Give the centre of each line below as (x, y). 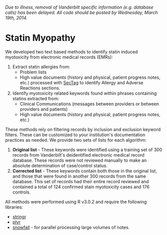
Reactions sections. (40, 88)
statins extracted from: (36, 98)
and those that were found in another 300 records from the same (79, 176)
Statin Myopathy (40, 38)
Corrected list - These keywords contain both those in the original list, (84, 171)
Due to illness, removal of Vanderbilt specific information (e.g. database (79, 7)
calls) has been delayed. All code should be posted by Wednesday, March (82, 12)
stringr (19, 217)
